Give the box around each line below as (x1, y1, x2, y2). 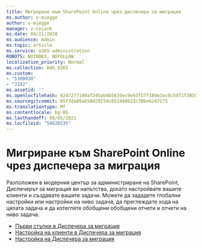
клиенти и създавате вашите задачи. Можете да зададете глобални (6, 192, 181, 199)
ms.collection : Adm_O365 (6, 64, 69, 71)
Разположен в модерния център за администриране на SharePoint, (6, 179, 180, 186)
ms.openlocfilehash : (6, 92, 58, 98)
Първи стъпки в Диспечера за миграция (14, 223, 120, 230)
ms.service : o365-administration (6, 48, 90, 54)
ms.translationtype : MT (6, 103, 66, 110)
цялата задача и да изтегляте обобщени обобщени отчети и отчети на (6, 205, 187, 212)
